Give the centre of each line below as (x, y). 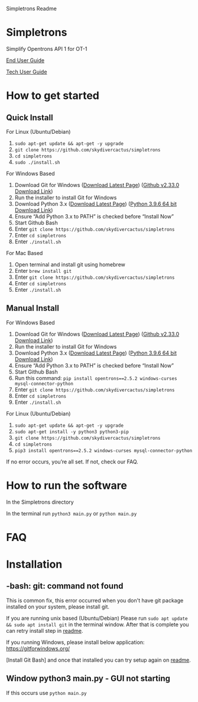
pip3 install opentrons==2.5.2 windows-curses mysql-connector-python (103, 450)
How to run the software (66, 485)
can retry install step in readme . (45, 630)
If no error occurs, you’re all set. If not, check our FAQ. (72, 462)
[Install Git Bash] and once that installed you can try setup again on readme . (98, 660)
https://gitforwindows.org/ (38, 648)
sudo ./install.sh (37, 162)
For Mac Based (25, 253)
